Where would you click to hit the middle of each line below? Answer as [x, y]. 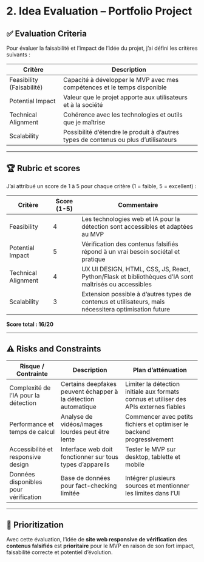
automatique [79, 407]
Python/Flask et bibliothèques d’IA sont [138, 276]
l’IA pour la [25, 395]
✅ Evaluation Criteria [46, 34]
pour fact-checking [89, 486]
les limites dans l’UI [153, 493]
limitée [70, 493]
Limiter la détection [153, 384]
